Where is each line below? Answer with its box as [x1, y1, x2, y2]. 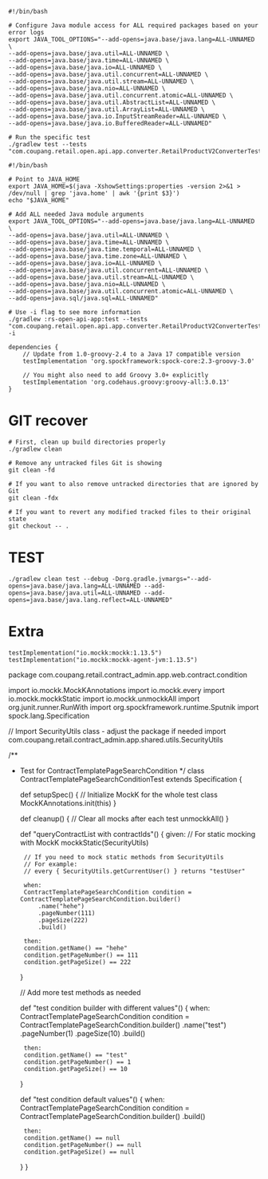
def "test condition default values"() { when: [19, 1094, 165, 1104]
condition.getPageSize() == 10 [23, 1065, 128, 1073]
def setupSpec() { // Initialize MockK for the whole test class [19, 790, 218, 799]
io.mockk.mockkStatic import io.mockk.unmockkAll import [8, 694, 200, 703]
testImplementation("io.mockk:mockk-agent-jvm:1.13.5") [8, 655, 198, 663]
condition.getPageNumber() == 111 [23, 951, 139, 959]
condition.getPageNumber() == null [23, 1141, 142, 1149]
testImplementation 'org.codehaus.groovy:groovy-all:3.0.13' [22, 378, 230, 386]
